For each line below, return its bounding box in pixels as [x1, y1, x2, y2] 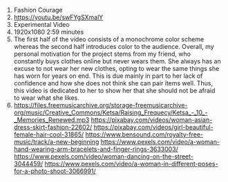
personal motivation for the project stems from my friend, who [13, 50, 191, 58]
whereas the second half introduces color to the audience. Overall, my [13, 43, 214, 50]
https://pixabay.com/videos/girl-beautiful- [93, 123, 213, 131]
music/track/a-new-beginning [13, 138, 99, 145]
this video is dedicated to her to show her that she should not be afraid [13, 86, 216, 94]
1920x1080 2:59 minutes [13, 28, 84, 36]
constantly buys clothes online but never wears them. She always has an [13, 57, 221, 65]
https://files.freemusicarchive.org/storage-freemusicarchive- [13, 101, 188, 109]
